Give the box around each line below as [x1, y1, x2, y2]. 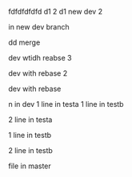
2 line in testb [8, 146, 54, 155]
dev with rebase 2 [8, 69, 68, 78]
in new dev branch [8, 22, 70, 31]
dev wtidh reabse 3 [8, 53, 72, 62]
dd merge [8, 37, 41, 47]
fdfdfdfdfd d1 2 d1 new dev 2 [8, 7, 102, 16]
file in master [8, 161, 52, 171]
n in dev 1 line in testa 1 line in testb [8, 100, 124, 108]
